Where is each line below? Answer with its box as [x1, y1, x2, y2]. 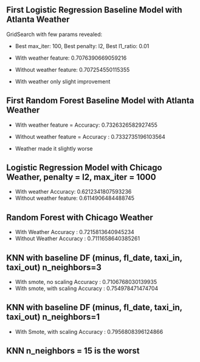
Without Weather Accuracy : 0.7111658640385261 [15, 235, 140, 243]
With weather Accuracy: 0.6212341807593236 [15, 188, 132, 196]
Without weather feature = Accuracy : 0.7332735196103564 [15, 133, 166, 140]
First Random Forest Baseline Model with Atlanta [6, 96, 195, 106]
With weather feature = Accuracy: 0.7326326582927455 [15, 121, 158, 129]
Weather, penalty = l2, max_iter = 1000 [6, 172, 156, 182]
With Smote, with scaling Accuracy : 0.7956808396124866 [15, 328, 164, 335]
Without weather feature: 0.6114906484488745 [15, 194, 135, 202]
